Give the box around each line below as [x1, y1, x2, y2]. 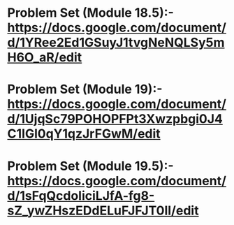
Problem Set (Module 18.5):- [7, 5, 175, 21]
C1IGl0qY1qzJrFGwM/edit [7, 126, 161, 142]
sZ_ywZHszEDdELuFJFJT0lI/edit [7, 203, 199, 218]
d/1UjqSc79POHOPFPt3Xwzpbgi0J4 [7, 111, 224, 127]
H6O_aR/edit [7, 50, 82, 66]
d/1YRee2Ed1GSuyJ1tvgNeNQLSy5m [7, 35, 225, 50]
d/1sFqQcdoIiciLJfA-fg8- [7, 187, 155, 203]
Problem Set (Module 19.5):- [7, 158, 174, 174]
